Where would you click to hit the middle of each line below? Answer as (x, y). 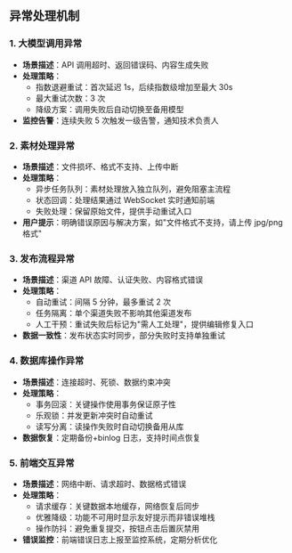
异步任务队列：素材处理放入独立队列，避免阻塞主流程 (133, 189)
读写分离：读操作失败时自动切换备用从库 (109, 427)
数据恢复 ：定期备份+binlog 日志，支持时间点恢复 (111, 437)
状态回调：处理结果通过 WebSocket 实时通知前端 (125, 199)
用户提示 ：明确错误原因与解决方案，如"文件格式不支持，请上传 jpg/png (152, 222)
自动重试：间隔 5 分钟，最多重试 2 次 (103, 302)
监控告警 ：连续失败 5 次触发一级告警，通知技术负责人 (120, 120)
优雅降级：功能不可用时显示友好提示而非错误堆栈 (125, 517)
